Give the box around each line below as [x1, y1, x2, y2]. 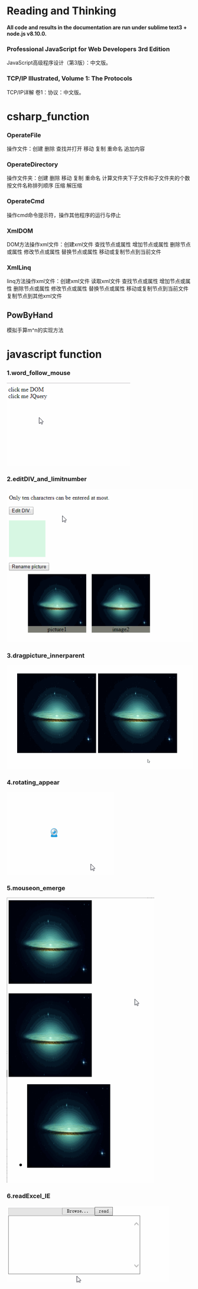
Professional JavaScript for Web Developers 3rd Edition [7, 45, 170, 53]
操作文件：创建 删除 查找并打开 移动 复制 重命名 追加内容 [7, 145, 145, 153]
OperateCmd [7, 197, 45, 205]
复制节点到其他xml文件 [7, 293, 63, 300]
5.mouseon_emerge [7, 884, 66, 893]
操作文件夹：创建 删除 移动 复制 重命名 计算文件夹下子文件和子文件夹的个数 [7, 174, 190, 182]
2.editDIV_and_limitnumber [7, 475, 87, 483]
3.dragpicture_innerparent [7, 651, 85, 659]
